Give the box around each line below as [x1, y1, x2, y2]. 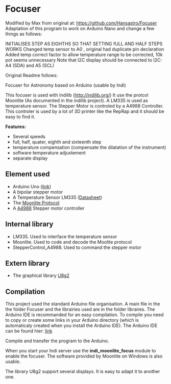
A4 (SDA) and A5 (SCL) [5, 62, 55, 68]
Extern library [5, 259, 50, 268]
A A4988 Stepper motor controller [12, 205, 85, 211]
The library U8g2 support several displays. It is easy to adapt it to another [5, 368, 160, 375]
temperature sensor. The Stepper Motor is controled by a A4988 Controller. [5, 103, 164, 109]
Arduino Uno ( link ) [12, 183, 52, 189]
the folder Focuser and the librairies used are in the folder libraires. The [5, 306, 155, 313]
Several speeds [12, 133, 46, 139]
